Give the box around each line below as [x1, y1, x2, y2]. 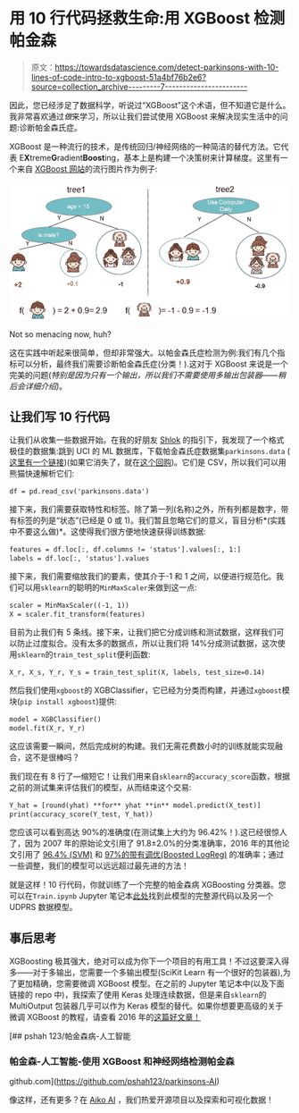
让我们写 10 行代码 [9, 409, 111, 425]
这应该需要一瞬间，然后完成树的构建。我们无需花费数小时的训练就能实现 [9, 741, 275, 752]
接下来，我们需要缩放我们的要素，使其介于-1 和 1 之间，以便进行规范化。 [9, 571, 277, 582]
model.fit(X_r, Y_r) [9, 724, 87, 733]
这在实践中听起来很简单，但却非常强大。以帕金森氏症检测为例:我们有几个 [9, 347, 278, 358]
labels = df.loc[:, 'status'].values [9, 554, 150, 563]
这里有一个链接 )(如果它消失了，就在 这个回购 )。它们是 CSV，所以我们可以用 [9, 457, 287, 468]
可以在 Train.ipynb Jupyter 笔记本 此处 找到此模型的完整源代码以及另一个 [9, 890, 274, 901]
